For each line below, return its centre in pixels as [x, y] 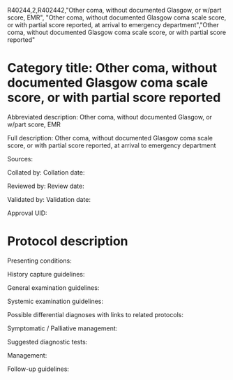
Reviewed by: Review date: [46, 186]
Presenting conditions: [39, 261]
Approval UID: [27, 213]
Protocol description [68, 241]
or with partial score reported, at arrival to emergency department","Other [113, 25]
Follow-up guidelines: [38, 369]
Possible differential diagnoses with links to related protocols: [95, 314]
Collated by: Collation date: [46, 172]
